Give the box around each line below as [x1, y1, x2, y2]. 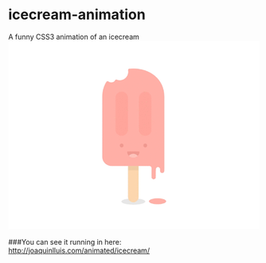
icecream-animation [8, 6, 146, 24]
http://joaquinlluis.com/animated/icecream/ [8, 245, 150, 255]
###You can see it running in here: [8, 237, 122, 246]
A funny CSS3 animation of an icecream [8, 32, 139, 41]
